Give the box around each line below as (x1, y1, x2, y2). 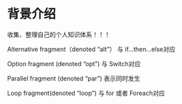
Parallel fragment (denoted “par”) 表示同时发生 (7, 74, 140, 83)
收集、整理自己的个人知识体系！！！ (7, 30, 111, 39)
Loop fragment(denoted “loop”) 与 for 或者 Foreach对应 (7, 89, 165, 97)
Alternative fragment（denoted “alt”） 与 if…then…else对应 (7, 45, 176, 53)
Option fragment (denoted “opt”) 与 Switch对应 (7, 59, 141, 67)
